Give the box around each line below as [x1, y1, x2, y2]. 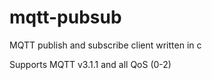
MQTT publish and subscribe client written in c [9, 39, 202, 51]
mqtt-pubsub [9, 6, 122, 29]
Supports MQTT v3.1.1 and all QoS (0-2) [9, 58, 172, 70]
